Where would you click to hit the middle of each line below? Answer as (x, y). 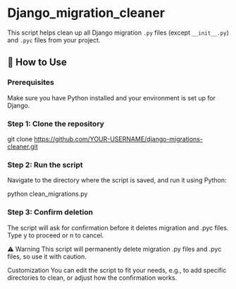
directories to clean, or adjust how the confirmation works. (92, 278)
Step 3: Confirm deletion (50, 212)
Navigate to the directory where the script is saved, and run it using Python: (117, 180)
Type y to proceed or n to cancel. (56, 235)
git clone (20, 138)
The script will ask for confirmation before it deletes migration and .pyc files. (118, 228)
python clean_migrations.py (48, 194)
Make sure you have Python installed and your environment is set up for (112, 98)
